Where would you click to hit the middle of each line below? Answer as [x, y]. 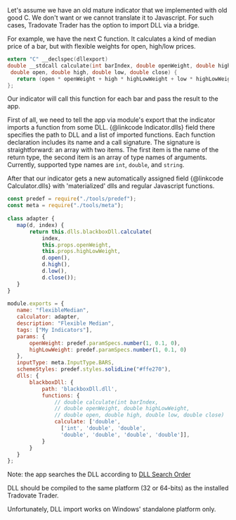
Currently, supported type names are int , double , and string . [96, 165]
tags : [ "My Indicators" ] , [54, 330]
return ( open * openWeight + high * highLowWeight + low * [105, 79]
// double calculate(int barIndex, [106, 402]
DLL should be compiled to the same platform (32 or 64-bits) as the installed [118, 488]
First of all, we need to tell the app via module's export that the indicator [111, 120]
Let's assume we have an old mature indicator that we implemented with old [117, 10]
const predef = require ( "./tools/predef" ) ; [72, 199]
